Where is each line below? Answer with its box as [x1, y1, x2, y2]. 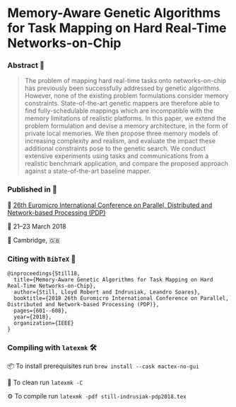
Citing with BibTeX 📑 [7, 254, 76, 264]
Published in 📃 [7, 184, 58, 194]
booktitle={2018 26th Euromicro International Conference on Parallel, [13, 295, 230, 302]
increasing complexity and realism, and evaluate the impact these [24, 137, 216, 145]
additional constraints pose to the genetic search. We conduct [24, 144, 206, 153]
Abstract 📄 [7, 60, 45, 70]
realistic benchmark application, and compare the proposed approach [24, 160, 228, 168]
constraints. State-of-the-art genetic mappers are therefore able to [24, 99, 220, 108]
